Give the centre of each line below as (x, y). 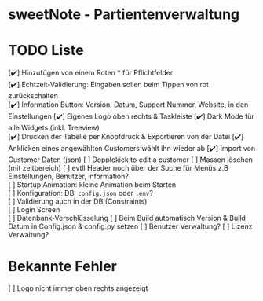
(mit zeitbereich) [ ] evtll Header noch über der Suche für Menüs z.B (119, 168)
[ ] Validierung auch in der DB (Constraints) (78, 201)
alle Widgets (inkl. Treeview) (54, 128)
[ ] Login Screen (34, 210)
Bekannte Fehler (63, 267)
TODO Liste (46, 51)
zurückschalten (33, 96)
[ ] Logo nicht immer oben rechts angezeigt (78, 288)
